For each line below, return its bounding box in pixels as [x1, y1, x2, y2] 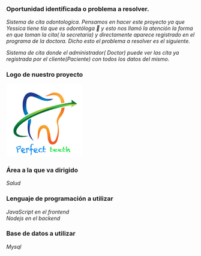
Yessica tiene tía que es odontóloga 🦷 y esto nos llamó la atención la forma [6, 25, 193, 32]
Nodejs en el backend [6, 215, 61, 222]
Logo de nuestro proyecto [6, 71, 83, 79]
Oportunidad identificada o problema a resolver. [6, 5, 149, 13]
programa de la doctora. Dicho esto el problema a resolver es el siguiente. [6, 38, 191, 45]
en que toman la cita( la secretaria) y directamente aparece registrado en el [6, 31, 195, 38]
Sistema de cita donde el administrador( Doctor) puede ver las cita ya [6, 49, 179, 56]
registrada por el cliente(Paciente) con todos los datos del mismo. [6, 56, 170, 63]
